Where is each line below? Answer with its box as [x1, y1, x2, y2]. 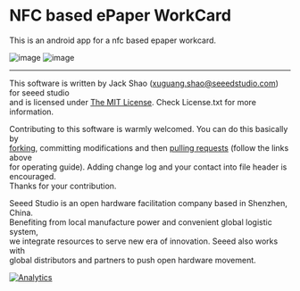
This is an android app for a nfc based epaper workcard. [9, 35, 217, 46]
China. [9, 207, 34, 218]
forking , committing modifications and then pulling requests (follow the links [9, 142, 289, 153]
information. [9, 106, 54, 117]
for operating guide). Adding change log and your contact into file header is [9, 162, 287, 172]
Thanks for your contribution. [9, 180, 117, 191]
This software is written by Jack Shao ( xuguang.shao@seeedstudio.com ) [9, 78, 279, 88]
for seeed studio [9, 87, 70, 98]
